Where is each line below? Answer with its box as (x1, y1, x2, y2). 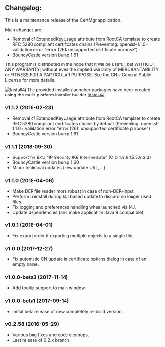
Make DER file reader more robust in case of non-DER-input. (12, 188, 135, 194)
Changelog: (5, 4, 42, 12)
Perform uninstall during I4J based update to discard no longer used (12, 193, 152, 199)
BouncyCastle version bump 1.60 (12, 159, 79, 165)
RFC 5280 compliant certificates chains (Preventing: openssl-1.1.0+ (12, 41, 149, 47)
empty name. (12, 261, 39, 267)
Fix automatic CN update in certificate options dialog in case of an (12, 256, 147, 262)
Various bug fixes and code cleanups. (12, 332, 89, 338)
